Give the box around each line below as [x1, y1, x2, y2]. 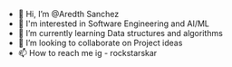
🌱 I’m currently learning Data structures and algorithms [17, 28, 224, 38]
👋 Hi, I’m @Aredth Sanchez [17, 9, 120, 19]
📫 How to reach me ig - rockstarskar [17, 48, 158, 58]
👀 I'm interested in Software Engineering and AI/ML [17, 18, 210, 29]
